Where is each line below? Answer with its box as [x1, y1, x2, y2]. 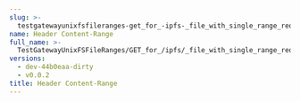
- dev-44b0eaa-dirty [17, 63, 94, 72]
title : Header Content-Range [9, 79, 118, 88]
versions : [9, 54, 46, 63]
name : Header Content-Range [9, 29, 114, 38]
